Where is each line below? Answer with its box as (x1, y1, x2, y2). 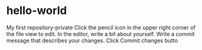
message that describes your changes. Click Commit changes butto (6, 37, 178, 44)
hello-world (6, 4, 68, 18)
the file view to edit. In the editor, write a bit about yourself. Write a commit (6, 30, 195, 37)
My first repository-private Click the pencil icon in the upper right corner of (6, 24, 196, 31)
